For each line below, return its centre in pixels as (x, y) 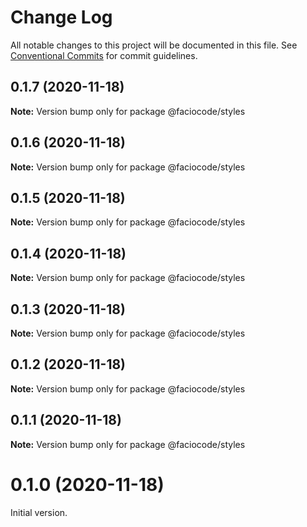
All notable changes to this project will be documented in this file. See (154, 45)
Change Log (61, 17)
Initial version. (39, 512)
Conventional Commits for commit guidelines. (104, 55)
